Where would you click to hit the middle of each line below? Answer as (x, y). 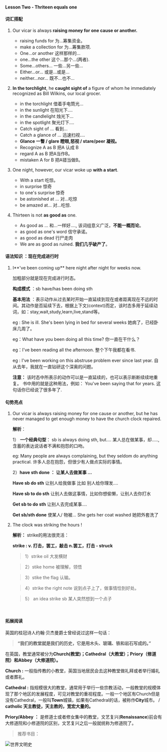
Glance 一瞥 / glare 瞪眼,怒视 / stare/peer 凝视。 (70, 141)
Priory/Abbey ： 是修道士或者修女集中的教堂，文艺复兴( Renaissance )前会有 (84, 717)
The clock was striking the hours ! (47, 525)
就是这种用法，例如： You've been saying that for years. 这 (100, 383)
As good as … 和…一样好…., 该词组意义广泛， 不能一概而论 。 (82, 225)
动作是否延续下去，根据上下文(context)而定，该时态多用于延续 (89, 305)
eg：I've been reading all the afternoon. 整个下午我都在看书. (74, 350)
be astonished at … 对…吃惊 (48, 199)
